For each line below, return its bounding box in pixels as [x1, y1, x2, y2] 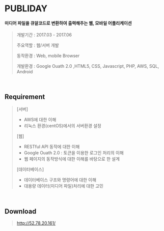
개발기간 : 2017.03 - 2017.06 [16, 32, 72, 38]
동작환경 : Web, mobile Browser [16, 53, 80, 59]
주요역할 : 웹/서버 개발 [16, 42, 59, 48]
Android [16, 69, 33, 75]
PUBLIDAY [4, 3, 48, 14]
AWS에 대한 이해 [24, 116, 56, 123]
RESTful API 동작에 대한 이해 [24, 144, 80, 150]
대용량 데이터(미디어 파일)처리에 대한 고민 [24, 183, 104, 189]
